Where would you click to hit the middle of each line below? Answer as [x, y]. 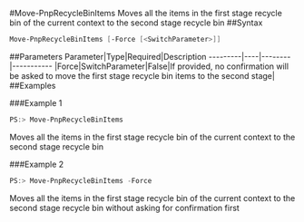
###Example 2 [37, 164]
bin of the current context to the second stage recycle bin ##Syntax [136, 23]
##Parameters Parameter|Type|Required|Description [108, 56]
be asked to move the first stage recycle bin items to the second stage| [142, 75]
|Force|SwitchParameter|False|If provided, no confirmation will [171, 66]
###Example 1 [36, 102]
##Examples [33, 85]
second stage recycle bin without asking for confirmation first [125, 208]
